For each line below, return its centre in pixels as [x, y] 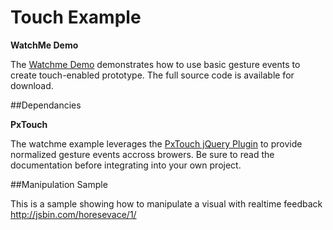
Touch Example [76, 17]
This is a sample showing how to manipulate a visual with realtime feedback [166, 203]
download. [32, 85]
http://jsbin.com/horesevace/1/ [73, 214]
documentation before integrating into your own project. [126, 165]
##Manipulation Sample [59, 184]
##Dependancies [46, 105]
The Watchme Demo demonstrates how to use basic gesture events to [155, 64]
